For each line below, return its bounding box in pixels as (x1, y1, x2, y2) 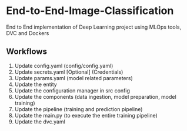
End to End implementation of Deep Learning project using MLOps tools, (6, 23, 181, 30)
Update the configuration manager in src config (14, 87, 131, 94)
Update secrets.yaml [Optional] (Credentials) (14, 68, 123, 75)
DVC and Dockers (6, 29, 49, 36)
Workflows (6, 47, 47, 57)
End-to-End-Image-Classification (6, 4, 174, 18)
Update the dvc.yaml (14, 118, 66, 125)
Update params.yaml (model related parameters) (14, 74, 133, 81)
